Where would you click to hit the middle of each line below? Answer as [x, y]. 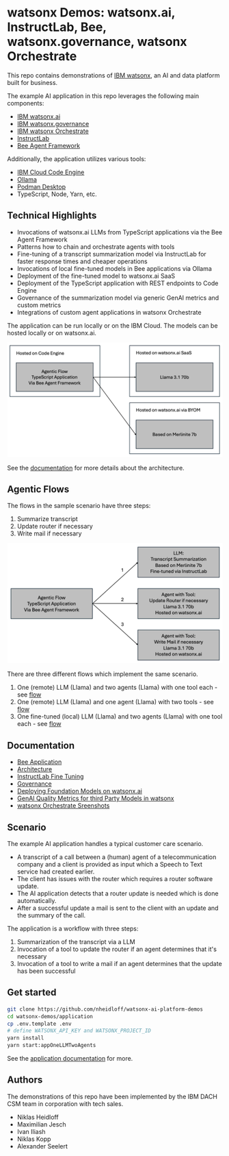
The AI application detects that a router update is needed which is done [118, 893]
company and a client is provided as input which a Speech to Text [110, 864]
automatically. [37, 901]
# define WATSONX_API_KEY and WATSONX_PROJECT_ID [79, 1031]
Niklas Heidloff [38, 1117]
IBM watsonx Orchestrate [53, 131]
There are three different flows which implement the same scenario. [103, 674]
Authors [25, 1080]
